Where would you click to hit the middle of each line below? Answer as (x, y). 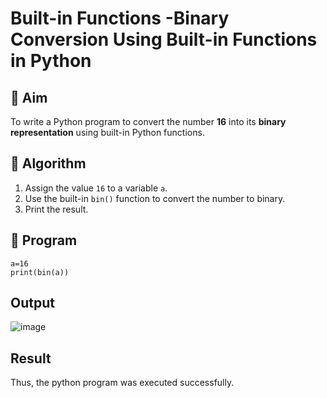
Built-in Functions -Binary (120, 18)
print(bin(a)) (40, 272)
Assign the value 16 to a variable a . (96, 188)
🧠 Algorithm (48, 163)
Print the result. (56, 209)
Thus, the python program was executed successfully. (122, 383)
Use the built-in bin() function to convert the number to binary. (155, 198)
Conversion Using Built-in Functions (164, 39)
